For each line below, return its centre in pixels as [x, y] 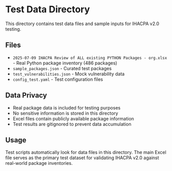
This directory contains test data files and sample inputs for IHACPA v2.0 [82, 24]
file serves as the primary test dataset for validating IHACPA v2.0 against [82, 158]
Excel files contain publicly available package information [73, 118]
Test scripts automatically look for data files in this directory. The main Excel [86, 153]
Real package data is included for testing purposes [66, 108]
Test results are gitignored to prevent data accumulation [72, 124]
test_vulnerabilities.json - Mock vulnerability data [69, 74]
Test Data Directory [48, 9]
